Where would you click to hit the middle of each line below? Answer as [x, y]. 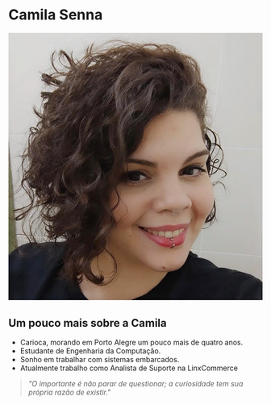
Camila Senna [56, 15]
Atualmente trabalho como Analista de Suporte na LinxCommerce [129, 368]
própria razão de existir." [69, 392]
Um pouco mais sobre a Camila [88, 323]
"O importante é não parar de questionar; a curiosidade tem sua [135, 384]
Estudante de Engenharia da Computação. [90, 351]
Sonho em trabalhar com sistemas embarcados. [100, 360]
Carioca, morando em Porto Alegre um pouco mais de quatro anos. [131, 342]
